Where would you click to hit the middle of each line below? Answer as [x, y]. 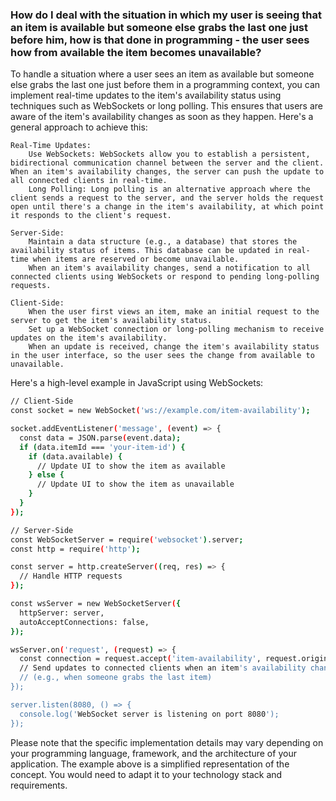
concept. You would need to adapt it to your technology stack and [146, 774]
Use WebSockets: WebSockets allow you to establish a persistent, [169, 154]
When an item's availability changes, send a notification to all [169, 268]
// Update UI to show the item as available [131, 466]
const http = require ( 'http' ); [75, 549]
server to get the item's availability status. [111, 321]
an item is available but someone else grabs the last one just [159, 27]
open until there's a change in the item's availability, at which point [167, 207]
